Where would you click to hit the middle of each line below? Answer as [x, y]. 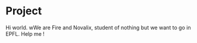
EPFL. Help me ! [25, 33]
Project [24, 11]
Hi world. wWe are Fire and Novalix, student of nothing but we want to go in [98, 27]
